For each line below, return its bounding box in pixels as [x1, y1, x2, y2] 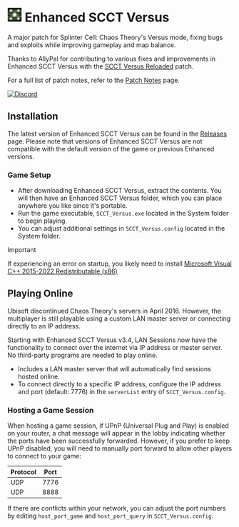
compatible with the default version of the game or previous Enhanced [7, 144, 215, 153]
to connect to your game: [7, 452, 82, 461]
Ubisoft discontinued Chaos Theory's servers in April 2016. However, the [7, 306, 221, 315]
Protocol [10, 468, 37, 476]
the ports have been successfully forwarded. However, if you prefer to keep [7, 436, 230, 446]
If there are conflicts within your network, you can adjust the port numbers [7, 503, 226, 512]
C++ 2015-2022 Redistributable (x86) [7, 267, 118, 276]
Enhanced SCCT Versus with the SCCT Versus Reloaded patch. [7, 61, 194, 71]
